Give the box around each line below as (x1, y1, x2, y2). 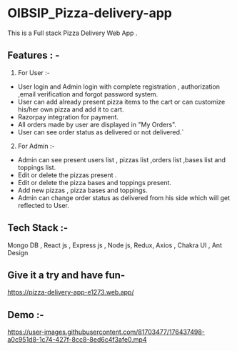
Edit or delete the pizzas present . (17, 170, 117, 179)
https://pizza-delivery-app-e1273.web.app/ (7, 288, 134, 297)
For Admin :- (17, 142, 55, 150)
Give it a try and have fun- (7, 269, 126, 281)
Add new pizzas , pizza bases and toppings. (17, 186, 148, 194)
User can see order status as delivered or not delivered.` (17, 127, 184, 137)
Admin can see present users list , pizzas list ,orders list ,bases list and (17, 155, 226, 164)
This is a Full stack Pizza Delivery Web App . (7, 29, 138, 37)
